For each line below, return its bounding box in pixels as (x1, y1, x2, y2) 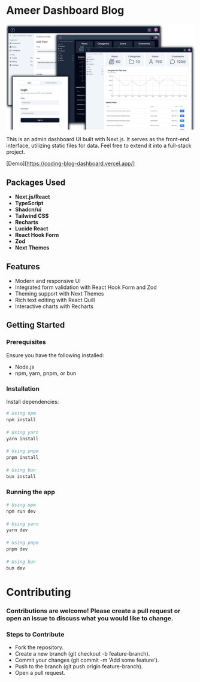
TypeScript (14, 200, 44, 207)
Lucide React (14, 225, 49, 232)
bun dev (6, 565, 26, 571)
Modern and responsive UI (14, 278, 81, 285)
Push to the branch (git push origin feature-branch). (14, 663, 143, 670)
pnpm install (6, 455, 39, 461)
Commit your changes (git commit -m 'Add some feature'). (14, 656, 159, 663)
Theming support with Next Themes (14, 290, 104, 297)
